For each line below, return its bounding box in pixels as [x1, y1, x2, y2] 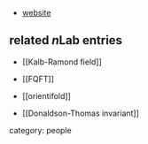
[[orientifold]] [21, 90, 71, 101]
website [21, 8, 51, 18]
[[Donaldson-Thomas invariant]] [21, 108, 140, 118]
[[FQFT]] [21, 73, 55, 84]
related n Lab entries [9, 33, 122, 48]
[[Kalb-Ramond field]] [21, 57, 102, 67]
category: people [9, 125, 73, 135]
